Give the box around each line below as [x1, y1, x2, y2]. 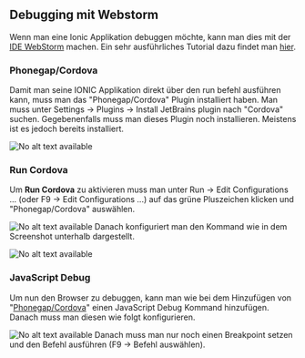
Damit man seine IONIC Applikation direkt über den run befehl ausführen [9, 85, 281, 96]
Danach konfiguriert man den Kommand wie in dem [94, 221, 288, 232]
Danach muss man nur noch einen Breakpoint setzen [94, 329, 293, 340]
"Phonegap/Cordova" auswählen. [9, 204, 136, 215]
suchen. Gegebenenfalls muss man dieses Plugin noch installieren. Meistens [9, 114, 297, 125]
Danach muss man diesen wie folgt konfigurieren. [9, 312, 196, 322]
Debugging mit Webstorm [9, 7, 159, 23]
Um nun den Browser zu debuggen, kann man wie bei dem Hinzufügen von [9, 292, 292, 303]
